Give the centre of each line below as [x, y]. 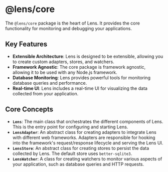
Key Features [26, 44]
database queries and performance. [50, 83]
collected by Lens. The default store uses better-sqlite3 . [72, 153]
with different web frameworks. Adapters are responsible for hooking [84, 137]
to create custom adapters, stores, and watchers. [63, 62]
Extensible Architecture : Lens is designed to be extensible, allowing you [88, 56]
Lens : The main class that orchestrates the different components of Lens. [88, 121]
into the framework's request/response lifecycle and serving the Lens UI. [88, 143]
